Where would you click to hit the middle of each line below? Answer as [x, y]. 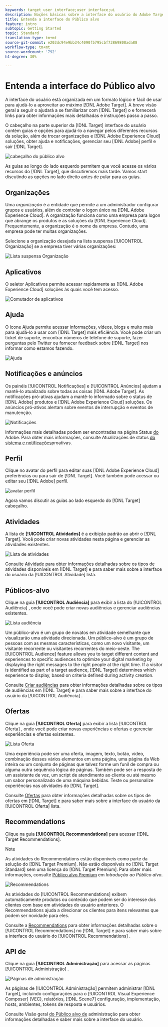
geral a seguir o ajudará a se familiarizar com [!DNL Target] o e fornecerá [80, 110]
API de [15, 952]
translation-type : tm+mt [31, 38]
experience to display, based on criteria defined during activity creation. [79, 675]
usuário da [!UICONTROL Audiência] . [44, 695]
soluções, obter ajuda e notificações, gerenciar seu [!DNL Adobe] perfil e [80, 142]
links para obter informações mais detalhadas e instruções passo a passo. [82, 115]
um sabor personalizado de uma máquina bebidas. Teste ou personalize [79, 780]
